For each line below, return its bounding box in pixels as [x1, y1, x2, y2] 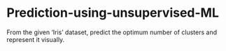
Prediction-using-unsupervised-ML [6, 5, 220, 21]
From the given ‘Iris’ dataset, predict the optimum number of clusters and [6, 28, 218, 36]
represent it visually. [6, 35, 65, 43]
